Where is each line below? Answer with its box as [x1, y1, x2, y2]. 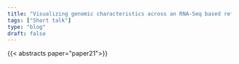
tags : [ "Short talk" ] [7, 17, 72, 24]
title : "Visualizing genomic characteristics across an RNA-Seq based [7, 10, 221, 18]
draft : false [7, 30, 46, 37]
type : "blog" [7, 23, 46, 30]
